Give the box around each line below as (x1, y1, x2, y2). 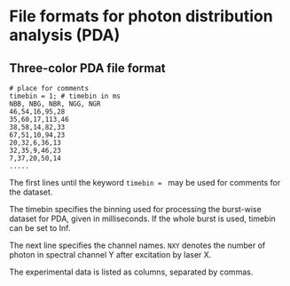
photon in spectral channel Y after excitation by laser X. (9, 250, 212, 259)
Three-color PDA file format (9, 60, 166, 75)
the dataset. (9, 187, 53, 197)
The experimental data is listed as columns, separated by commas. (9, 266, 254, 277)
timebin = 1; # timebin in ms (9, 91, 121, 100)
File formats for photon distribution (9, 6, 273, 27)
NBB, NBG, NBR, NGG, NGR (9, 99, 101, 108)
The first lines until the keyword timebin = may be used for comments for (9, 178, 281, 187)
